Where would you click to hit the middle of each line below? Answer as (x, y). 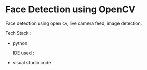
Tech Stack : (18, 33)
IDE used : (23, 53)
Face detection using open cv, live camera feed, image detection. (74, 23)
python (20, 43)
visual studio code (32, 62)
